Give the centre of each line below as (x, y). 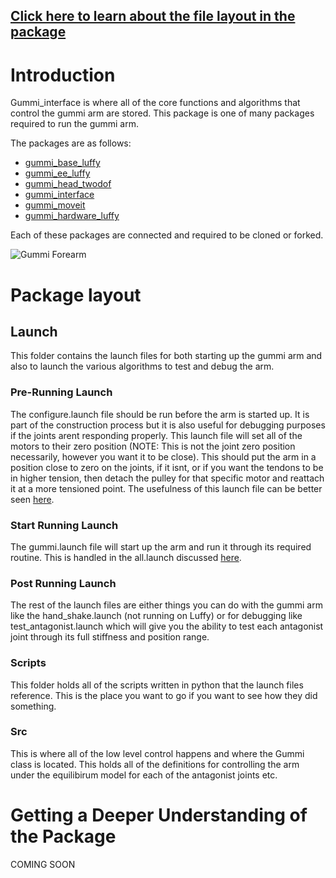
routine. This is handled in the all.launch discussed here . (126, 557)
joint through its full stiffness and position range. (110, 637)
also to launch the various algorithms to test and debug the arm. (142, 366)
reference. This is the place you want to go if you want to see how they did (164, 695)
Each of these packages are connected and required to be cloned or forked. (167, 235)
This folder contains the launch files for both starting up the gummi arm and (166, 356)
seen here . (32, 499)
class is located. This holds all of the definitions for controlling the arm (155, 764)
